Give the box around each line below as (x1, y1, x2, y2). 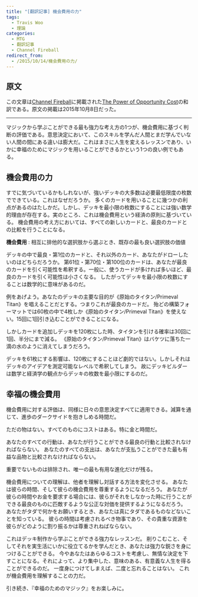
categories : (6, 31, 35, 37)
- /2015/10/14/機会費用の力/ (11, 58, 78, 64)
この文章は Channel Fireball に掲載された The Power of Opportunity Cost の (6, 98, 184, 105)
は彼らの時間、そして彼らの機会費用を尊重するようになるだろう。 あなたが (6, 485, 187, 492)
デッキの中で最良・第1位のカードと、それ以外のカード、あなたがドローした (6, 251, 189, 258)
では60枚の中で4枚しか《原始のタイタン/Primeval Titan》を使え (26, 308, 181, 315)
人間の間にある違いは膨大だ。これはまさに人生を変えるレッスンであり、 (11, 138, 187, 145)
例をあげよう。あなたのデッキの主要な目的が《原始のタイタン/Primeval (6, 293, 179, 300)
